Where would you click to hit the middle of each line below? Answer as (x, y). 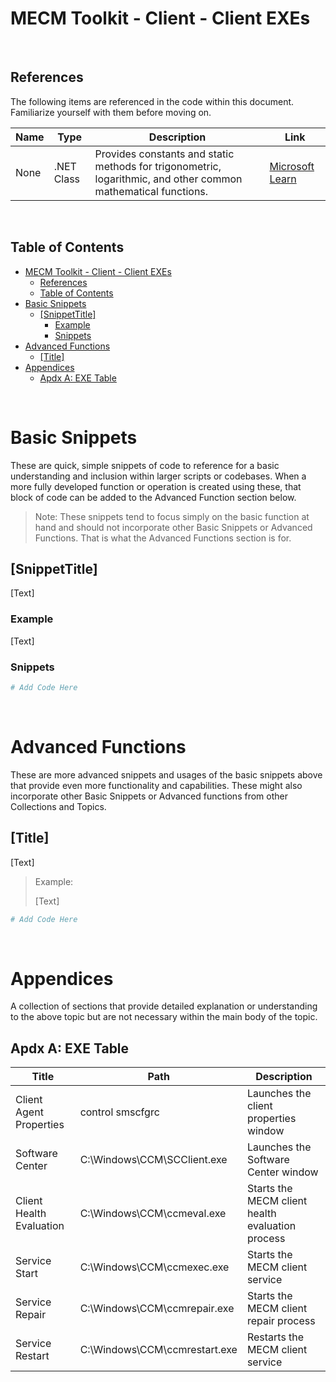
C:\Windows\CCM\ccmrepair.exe (157, 1309)
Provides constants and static (164, 154)
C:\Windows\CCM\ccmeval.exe (153, 1214)
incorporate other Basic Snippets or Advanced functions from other (149, 796)
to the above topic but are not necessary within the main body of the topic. (164, 1017)
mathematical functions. (151, 191)
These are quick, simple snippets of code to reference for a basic (145, 465)
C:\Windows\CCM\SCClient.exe (153, 1160)
